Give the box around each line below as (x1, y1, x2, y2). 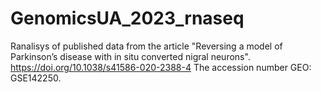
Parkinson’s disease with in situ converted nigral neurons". (10, 50, 251, 62)
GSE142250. (10, 72, 62, 84)
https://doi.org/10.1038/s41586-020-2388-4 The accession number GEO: (10, 61, 312, 73)
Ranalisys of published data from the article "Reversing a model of (10, 40, 283, 52)
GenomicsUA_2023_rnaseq (10, 7, 245, 30)
